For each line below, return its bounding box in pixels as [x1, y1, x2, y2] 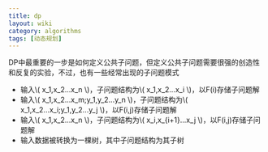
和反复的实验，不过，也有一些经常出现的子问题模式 [8, 68, 179, 78]
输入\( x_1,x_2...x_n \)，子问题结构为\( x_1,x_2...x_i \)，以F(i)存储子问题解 [19, 85, 260, 95]
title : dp [8, 11, 42, 20]
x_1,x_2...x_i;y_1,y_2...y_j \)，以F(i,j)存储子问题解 [19, 105, 177, 115]
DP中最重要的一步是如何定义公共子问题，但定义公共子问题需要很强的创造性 [8, 57, 261, 67]
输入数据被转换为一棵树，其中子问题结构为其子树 [19, 135, 184, 146]
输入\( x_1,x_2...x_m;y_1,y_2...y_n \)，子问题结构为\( [19, 95, 188, 105]
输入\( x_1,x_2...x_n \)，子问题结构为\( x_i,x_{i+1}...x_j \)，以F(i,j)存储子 [19, 115, 254, 125]
